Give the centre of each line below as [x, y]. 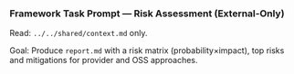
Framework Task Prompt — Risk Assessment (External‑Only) [147, 14]
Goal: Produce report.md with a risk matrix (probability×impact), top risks [147, 51]
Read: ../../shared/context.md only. [79, 33]
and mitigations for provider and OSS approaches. [104, 60]
